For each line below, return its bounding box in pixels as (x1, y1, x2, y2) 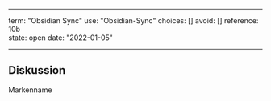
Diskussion (8, 63, 66, 77)
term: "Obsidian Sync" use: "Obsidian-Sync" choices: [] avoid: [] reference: (8, 16, 259, 25)
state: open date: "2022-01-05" (8, 33, 113, 42)
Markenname (8, 85, 52, 95)
